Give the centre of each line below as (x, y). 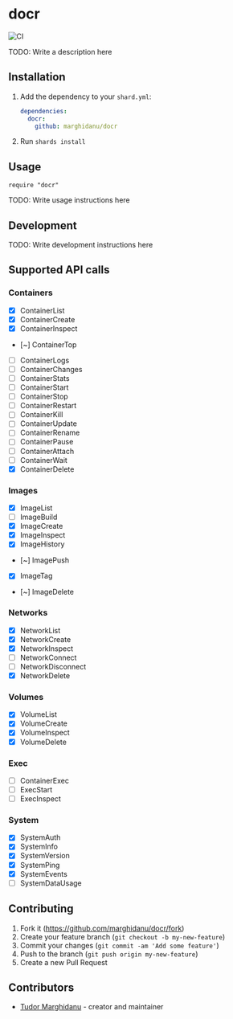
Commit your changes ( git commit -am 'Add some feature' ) (119, 945)
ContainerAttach (47, 451)
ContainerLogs (45, 360)
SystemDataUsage (51, 883)
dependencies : (43, 111)
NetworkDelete (45, 675)
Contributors (41, 987)
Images (23, 490)
